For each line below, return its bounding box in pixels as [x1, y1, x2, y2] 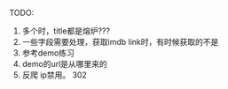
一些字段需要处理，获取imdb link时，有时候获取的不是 [21, 37, 219, 47]
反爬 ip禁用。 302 [21, 70, 87, 80]
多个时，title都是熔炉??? [21, 26, 111, 36]
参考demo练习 [21, 48, 75, 58]
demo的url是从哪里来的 [21, 59, 108, 69]
